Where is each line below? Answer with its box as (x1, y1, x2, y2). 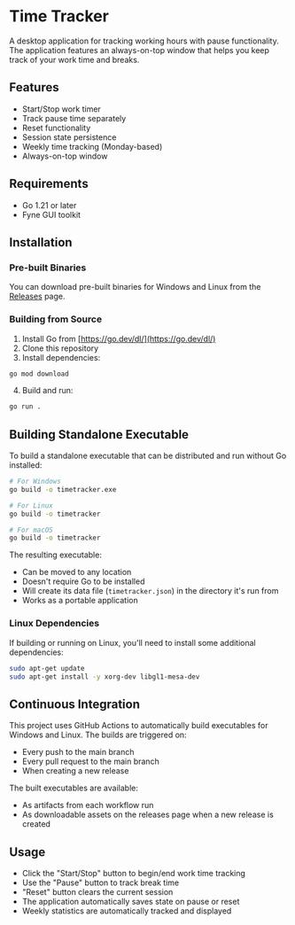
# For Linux (9, 501, 53, 510)
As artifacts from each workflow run (21, 800, 154, 811)
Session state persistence (21, 131, 117, 143)
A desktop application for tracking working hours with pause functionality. (9, 35, 279, 46)
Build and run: (21, 385, 74, 396)
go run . (9, 402, 42, 411)
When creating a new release (21, 766, 129, 776)
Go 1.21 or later (21, 199, 77, 210)
